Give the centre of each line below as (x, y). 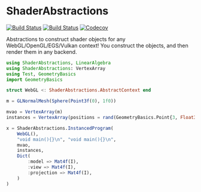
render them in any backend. (42, 51)
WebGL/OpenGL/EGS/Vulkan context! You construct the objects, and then (97, 45)
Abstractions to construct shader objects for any (66, 39)
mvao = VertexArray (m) (34, 112)
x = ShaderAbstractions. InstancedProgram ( (60, 128)
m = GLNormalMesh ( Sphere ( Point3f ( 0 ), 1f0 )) (61, 101)
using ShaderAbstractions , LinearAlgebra (59, 63)
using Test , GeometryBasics (41, 74)
